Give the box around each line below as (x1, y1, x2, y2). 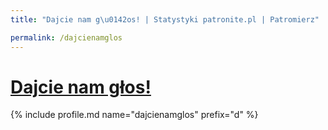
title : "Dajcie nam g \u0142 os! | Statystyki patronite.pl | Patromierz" (10, 14, 320, 25)
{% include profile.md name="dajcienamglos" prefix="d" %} (10, 109, 259, 121)
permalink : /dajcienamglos (10, 32, 123, 43)
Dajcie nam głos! (10, 76, 152, 98)
